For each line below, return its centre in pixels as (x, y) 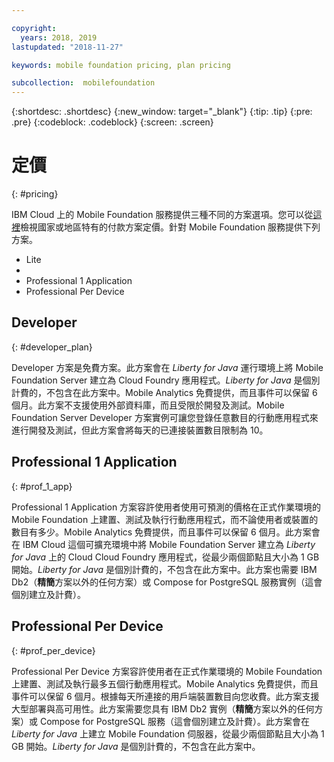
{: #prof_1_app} (42, 486)
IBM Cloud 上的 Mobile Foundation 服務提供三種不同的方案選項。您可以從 (162, 215)
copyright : (34, 28)
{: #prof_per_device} (53, 650)
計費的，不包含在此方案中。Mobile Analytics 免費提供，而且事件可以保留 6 (164, 392)
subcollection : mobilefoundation (83, 83)
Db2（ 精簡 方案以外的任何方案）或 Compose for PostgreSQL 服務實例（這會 (167, 582)
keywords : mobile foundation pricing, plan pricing (121, 65)
